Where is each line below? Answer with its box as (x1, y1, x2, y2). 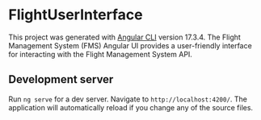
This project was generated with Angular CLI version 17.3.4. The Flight (8, 32, 241, 42)
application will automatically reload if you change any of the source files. (8, 102, 253, 112)
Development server (8, 72, 114, 86)
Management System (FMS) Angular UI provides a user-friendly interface (8, 40, 252, 50)
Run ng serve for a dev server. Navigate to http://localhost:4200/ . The (8, 94, 248, 104)
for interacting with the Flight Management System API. (8, 49, 192, 59)
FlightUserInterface (8, 6, 143, 24)
